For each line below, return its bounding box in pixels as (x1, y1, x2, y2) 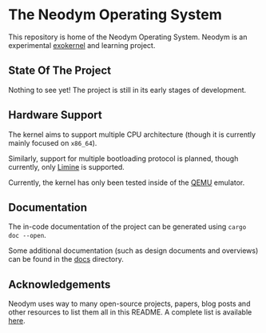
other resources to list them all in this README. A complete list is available (8, 307, 252, 317)
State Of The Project (8, 64, 112, 78)
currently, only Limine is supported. (8, 162, 125, 171)
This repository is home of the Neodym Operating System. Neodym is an (8, 32, 248, 42)
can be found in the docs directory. (8, 255, 124, 264)
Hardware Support (8, 108, 102, 122)
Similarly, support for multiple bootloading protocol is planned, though (8, 154, 239, 163)
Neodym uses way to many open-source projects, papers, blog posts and (8, 299, 251, 309)
